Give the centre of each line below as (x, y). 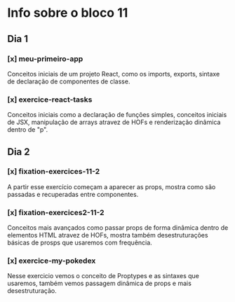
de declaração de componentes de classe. (69, 81)
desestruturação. (32, 291)
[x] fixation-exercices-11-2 (54, 172)
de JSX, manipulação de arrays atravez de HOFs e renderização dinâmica (114, 122)
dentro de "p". (27, 130)
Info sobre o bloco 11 (68, 13)
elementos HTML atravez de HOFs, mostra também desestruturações (108, 235)
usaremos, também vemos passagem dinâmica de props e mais (99, 283)
